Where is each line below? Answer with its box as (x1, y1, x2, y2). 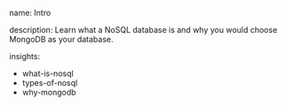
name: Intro (9, 8, 52, 18)
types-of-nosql (21, 78, 78, 87)
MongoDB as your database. (9, 34, 114, 44)
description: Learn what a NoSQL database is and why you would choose (9, 25, 278, 34)
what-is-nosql (21, 68, 74, 79)
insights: (9, 51, 41, 61)
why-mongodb (21, 87, 77, 97)
